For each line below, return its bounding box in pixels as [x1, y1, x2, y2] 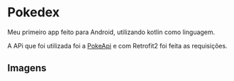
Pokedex [7, 4, 60, 21]
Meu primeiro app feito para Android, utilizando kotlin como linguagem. [7, 28, 216, 36]
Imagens [7, 62, 47, 75]
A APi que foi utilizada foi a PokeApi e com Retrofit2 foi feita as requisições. [7, 41, 228, 50]
